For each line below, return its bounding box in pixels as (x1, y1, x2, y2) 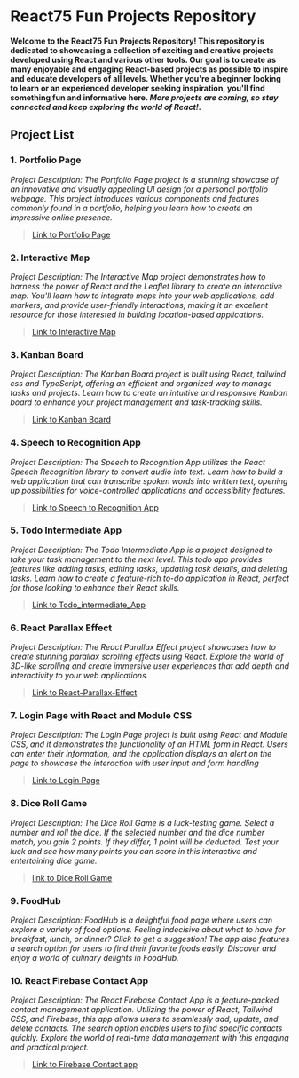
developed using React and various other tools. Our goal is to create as (10, 54, 277, 65)
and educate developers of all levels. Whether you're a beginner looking (10, 73, 282, 83)
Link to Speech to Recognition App (31, 502, 159, 512)
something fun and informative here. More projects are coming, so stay (10, 91, 279, 103)
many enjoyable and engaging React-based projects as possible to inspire (10, 64, 289, 75)
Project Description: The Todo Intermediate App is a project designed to (10, 544, 273, 555)
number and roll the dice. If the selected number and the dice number (10, 827, 265, 837)
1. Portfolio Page (10, 154, 82, 166)
